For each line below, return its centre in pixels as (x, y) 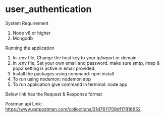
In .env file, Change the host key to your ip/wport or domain (74, 57)
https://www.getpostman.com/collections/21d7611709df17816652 (73, 109)
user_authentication (48, 9)
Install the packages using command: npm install (63, 73)
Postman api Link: (24, 103)
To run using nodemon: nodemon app (52, 79)
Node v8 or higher (32, 33)
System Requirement (27, 23)
